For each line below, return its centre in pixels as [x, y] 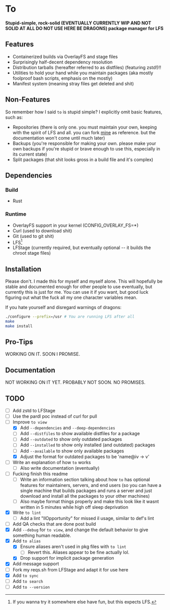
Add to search [28, 581]
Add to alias [27, 541]
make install [19, 326]
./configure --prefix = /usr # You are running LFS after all [70, 317]
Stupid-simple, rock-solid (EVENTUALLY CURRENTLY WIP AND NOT [78, 23]
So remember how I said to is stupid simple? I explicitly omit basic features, [84, 112]
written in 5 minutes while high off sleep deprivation [74, 507]
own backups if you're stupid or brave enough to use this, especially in [86, 148]
